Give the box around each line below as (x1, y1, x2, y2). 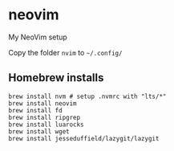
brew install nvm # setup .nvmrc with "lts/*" (8, 92, 167, 100)
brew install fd (8, 106, 63, 114)
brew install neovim (8, 99, 78, 108)
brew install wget (8, 127, 70, 136)
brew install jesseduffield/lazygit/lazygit (8, 134, 160, 142)
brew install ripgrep (8, 113, 81, 121)
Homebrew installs (8, 71, 104, 85)
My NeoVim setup (8, 32, 68, 42)
